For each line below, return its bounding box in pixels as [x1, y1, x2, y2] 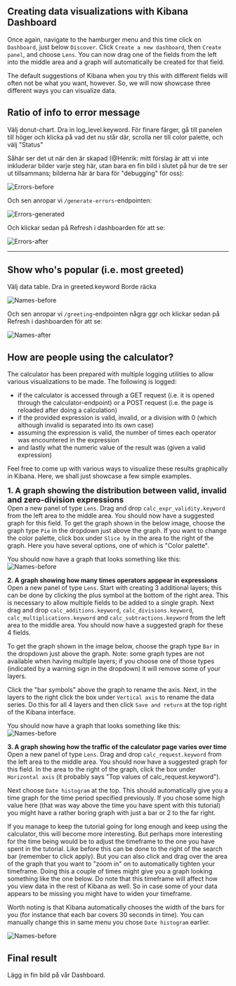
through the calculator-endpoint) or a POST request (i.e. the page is [17, 399, 214, 407]
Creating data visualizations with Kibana [7, 6, 188, 18]
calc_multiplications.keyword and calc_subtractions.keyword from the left [7, 613, 226, 622]
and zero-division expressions [7, 495, 124, 505]
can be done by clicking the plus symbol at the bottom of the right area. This [7, 591, 229, 600]
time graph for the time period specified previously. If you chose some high [7, 794, 225, 802]
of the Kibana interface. [7, 708, 76, 717]
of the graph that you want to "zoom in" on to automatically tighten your [7, 859, 216, 868]
